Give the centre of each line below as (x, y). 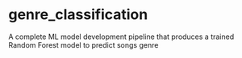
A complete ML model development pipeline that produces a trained (121, 37)
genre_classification (78, 15)
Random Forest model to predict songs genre (83, 44)
